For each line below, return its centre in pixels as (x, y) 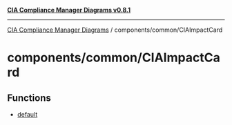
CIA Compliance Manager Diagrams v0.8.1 (69, 10)
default (27, 114)
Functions (29, 98)
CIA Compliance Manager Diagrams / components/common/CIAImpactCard (115, 30)
